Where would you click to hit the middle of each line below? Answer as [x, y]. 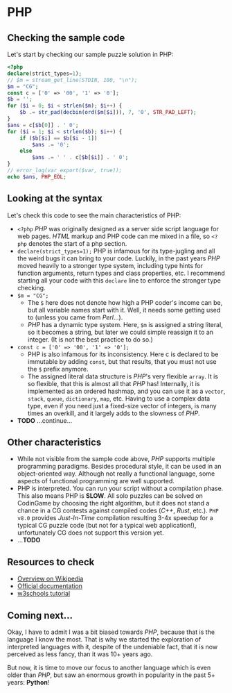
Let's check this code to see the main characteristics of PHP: [94, 215]
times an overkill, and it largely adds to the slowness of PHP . [114, 413]
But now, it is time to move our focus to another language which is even [109, 668]
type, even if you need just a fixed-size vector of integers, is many [122, 406]
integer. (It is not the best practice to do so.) [90, 339]
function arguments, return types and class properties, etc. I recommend [121, 273]
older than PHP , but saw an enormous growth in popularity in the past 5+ [111, 675]
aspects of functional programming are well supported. [96, 481]
